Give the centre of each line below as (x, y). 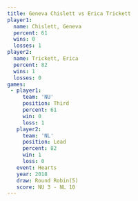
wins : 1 (24, 71)
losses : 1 (27, 46)
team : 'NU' (38, 97)
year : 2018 (32, 174)
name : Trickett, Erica (46, 59)
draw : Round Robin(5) (47, 180)
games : (17, 84)
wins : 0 (24, 39)
